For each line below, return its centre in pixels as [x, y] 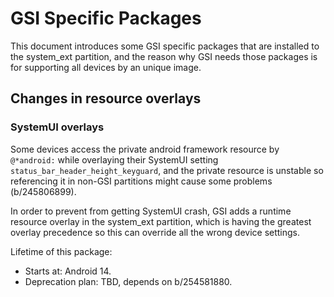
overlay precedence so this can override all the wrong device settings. [155, 232]
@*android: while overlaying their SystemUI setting [114, 159]
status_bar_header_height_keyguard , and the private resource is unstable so [167, 170]
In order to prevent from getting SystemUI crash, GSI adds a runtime [151, 211]
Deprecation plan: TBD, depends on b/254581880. [128, 281]
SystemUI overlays [57, 127]
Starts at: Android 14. [68, 271]
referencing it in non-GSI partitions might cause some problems [141, 181]
